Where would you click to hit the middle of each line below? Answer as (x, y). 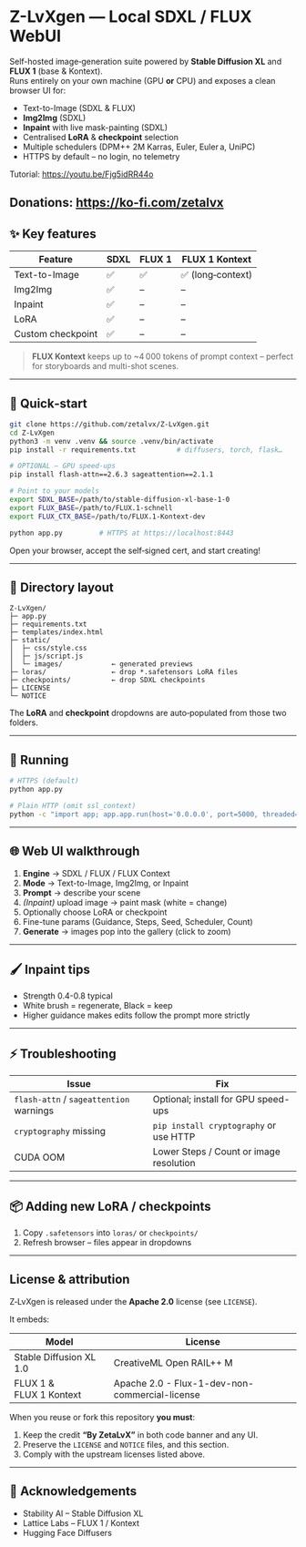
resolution (174, 1163)
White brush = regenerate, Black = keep (97, 1006)
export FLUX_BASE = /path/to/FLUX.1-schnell (91, 507)
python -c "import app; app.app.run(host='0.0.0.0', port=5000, (134, 814)
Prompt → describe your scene (82, 892)
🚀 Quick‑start (49, 403)
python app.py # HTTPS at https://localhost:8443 (122, 533)
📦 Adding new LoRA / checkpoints (110, 1206)
